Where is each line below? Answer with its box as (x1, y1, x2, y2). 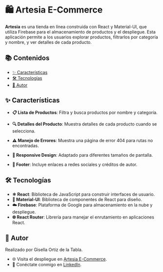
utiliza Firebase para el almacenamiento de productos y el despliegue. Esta (5, 29, 156, 35)
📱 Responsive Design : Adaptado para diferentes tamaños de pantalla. (12, 152, 153, 158)
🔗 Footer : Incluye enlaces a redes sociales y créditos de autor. (12, 162, 138, 167)
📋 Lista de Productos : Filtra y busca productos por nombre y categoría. (12, 109, 158, 115)
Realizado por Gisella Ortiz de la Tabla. (5, 247, 83, 253)
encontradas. (12, 143, 39, 148)
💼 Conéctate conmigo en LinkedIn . (12, 262, 82, 268)
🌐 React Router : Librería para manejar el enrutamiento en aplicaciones (12, 214, 155, 220)
